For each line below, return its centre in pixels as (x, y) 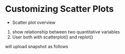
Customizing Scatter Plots (60, 9)
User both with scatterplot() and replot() (52, 37)
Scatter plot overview (34, 22)
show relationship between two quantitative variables (66, 32)
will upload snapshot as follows (37, 46)
